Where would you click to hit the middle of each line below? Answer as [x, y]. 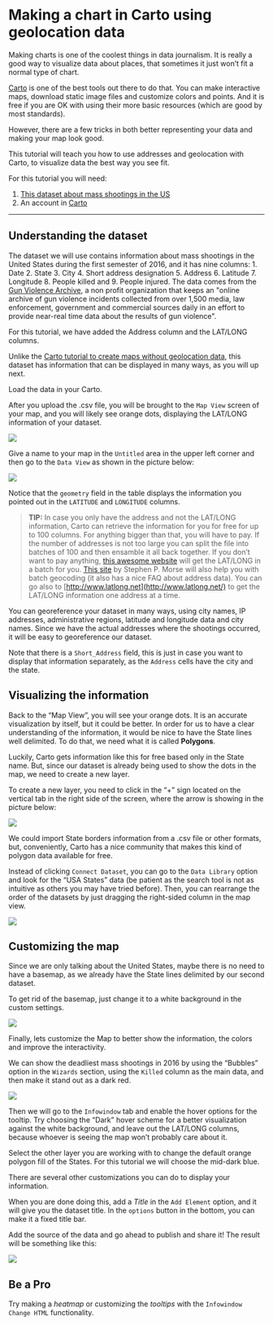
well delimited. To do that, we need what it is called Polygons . [112, 741]
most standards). [37, 113]
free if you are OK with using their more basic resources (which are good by [135, 105]
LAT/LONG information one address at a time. [104, 595]
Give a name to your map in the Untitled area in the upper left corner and [131, 453]
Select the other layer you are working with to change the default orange [130, 1153]
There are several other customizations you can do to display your [119, 1178]
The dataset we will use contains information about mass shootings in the [131, 255]
